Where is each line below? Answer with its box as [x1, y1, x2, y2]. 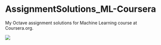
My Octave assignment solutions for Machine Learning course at [5, 20, 137, 26]
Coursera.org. [5, 25, 34, 31]
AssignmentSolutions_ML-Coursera [5, 3, 157, 15]
